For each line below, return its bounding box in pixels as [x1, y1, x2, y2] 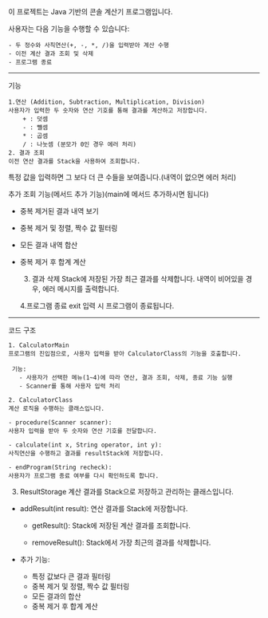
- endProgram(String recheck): [8, 463, 112, 471]
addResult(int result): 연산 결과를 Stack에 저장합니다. [19, 504, 188, 513]
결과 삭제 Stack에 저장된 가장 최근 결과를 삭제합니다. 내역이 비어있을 [31, 274, 244, 283]
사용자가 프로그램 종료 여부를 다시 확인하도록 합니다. [8, 472, 160, 480]
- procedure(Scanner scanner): [8, 419, 112, 427]
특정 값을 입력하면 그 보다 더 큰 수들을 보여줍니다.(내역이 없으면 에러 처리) [8, 172, 237, 182]
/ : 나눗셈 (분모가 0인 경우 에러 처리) [22, 140, 137, 148]
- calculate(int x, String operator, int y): [8, 441, 162, 449]
